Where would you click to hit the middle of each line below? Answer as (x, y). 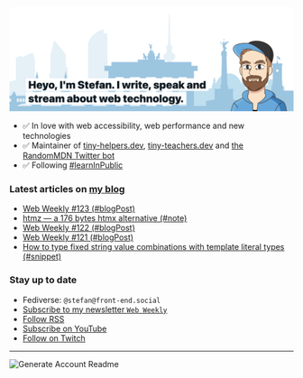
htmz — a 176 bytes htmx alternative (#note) (105, 218)
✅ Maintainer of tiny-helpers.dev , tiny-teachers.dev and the (133, 145)
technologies (46, 136)
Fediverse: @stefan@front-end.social (91, 300)
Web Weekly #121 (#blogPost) (78, 237)
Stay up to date (43, 280)
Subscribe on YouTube (64, 328)
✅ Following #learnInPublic (73, 165)
